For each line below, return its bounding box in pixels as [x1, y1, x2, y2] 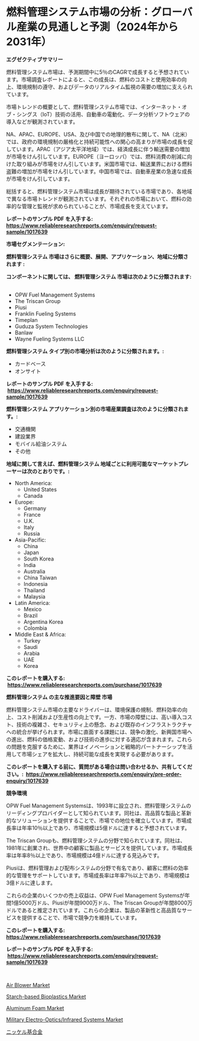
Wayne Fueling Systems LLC [14, 335, 85, 342]
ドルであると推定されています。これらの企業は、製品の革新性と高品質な [6, 906, 182, 913]
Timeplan [14, 316, 38, 323]
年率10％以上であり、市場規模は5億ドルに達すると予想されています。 [21, 824, 191, 831]
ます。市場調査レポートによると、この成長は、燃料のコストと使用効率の [6, 75, 182, 83]
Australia [23, 568, 46, 575]
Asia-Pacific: [14, 536, 46, 543]
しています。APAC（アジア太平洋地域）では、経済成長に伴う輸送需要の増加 [6, 145, 191, 152]
